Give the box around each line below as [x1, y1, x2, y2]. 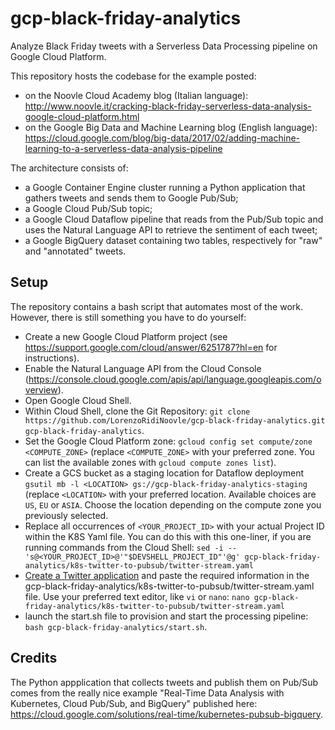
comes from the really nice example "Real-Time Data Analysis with [10, 687, 285, 699]
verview [24, 383, 58, 396]
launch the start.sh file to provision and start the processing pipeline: [24, 610, 309, 622]
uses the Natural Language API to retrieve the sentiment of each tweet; [24, 223, 318, 236]
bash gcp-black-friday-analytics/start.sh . [24, 620, 208, 632]
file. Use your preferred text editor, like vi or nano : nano [24, 590, 250, 602]
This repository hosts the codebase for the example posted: [10, 70, 257, 82]
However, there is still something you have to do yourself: [10, 311, 247, 323]
